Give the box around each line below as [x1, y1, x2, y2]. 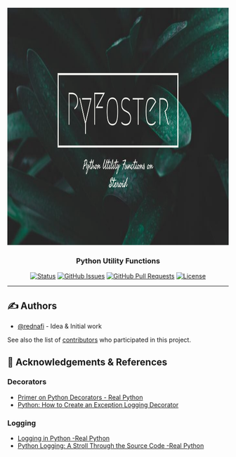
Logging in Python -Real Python [17, 434, 110, 443]
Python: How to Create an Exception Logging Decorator [17, 400, 179, 408]
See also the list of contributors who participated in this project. [7, 335, 192, 345]
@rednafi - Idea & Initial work [17, 322, 102, 330]
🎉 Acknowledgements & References [7, 356, 168, 368]
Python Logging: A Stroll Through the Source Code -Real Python [17, 442, 204, 450]
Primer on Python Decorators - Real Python [17, 393, 143, 401]
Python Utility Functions [76, 256, 160, 266]
